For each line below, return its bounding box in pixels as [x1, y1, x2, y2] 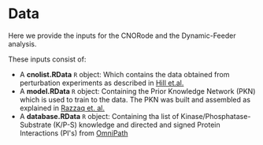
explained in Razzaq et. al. [19, 103, 105, 113]
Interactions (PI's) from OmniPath [19, 128, 128, 138]
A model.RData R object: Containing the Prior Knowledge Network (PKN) [19, 86, 256, 95]
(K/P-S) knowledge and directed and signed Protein [53, 120, 220, 129]
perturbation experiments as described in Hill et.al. [19, 78, 184, 87]
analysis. [8, 39, 37, 48]
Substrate [19, 120, 52, 129]
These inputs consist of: [8, 54, 87, 64]
